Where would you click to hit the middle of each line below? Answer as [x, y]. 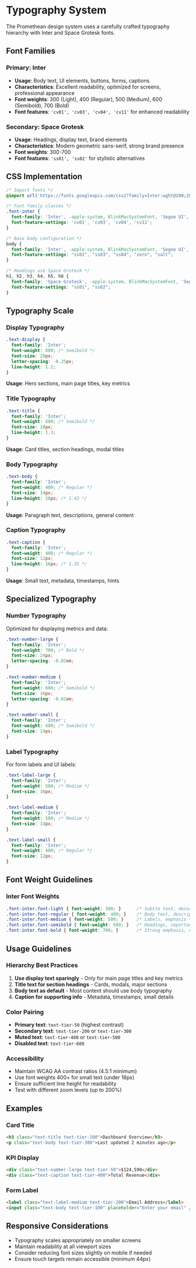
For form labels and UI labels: [41, 764]
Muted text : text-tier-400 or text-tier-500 [67, 1037]
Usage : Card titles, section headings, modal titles [65, 449]
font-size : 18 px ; [32, 427]
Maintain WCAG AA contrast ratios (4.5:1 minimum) [76, 1071]
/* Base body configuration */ [44, 238]
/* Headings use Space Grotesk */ [48, 271]
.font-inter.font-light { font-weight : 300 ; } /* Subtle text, [91, 908]
